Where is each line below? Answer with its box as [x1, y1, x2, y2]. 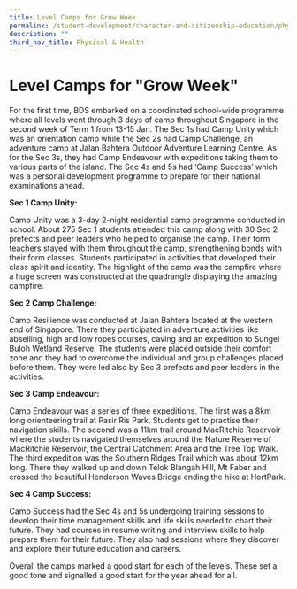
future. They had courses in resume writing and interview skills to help [9, 524, 265, 536]
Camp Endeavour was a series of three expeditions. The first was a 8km [9, 406, 271, 416]
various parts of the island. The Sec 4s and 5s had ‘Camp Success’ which [9, 161, 278, 173]
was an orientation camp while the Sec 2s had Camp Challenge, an [9, 134, 254, 144]
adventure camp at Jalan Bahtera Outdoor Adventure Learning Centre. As [9, 143, 277, 153]
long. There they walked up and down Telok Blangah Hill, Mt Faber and [9, 462, 267, 473]
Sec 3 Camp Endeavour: [9, 389, 100, 399]
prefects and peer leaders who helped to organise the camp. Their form [9, 234, 270, 244]
